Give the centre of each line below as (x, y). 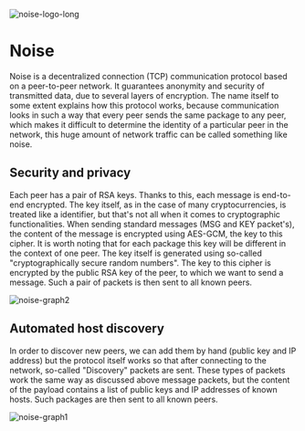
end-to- (277, 194)
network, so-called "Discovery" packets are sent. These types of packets (147, 370)
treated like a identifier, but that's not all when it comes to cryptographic (145, 214)
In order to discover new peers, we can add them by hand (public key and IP (153, 351)
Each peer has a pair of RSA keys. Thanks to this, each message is (135, 194)
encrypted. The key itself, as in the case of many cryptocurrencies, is (156, 205)
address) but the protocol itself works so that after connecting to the (138, 360)
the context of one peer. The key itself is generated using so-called (136, 253)
